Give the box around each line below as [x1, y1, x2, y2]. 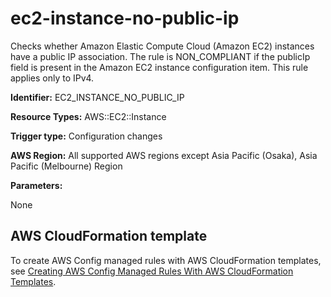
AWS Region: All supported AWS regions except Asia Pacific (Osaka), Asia [10, 149, 318, 161]
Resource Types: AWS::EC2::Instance [10, 110, 167, 122]
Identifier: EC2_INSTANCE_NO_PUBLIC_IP [10, 91, 185, 103]
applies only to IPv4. [10, 72, 95, 84]
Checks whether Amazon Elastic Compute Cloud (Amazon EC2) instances [10, 40, 315, 52]
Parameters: [10, 179, 63, 191]
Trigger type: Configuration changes [10, 130, 163, 142]
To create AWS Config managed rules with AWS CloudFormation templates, [10, 254, 322, 266]
